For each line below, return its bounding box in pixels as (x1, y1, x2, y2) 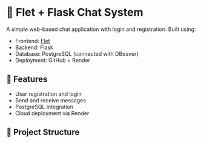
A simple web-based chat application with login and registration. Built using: (6, 25, 196, 33)
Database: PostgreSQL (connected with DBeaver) (15, 50, 139, 57)
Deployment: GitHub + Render (15, 56, 91, 64)
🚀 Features (6, 74, 48, 84)
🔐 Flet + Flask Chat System (6, 5, 143, 19)
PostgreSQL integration (15, 103, 74, 110)
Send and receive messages (15, 96, 87, 104)
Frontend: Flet (15, 37, 50, 44)
